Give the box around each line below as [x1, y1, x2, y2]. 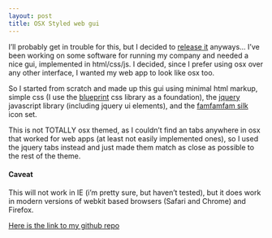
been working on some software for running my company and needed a [8, 50, 249, 60]
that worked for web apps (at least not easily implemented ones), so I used [8, 133, 258, 143]
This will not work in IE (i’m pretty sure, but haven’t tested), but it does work [8, 188, 261, 197]
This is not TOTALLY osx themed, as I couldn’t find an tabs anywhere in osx [8, 125, 261, 135]
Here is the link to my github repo [8, 220, 120, 230]
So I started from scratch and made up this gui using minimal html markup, [8, 83, 258, 93]
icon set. [8, 109, 38, 119]
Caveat [8, 170, 34, 180]
